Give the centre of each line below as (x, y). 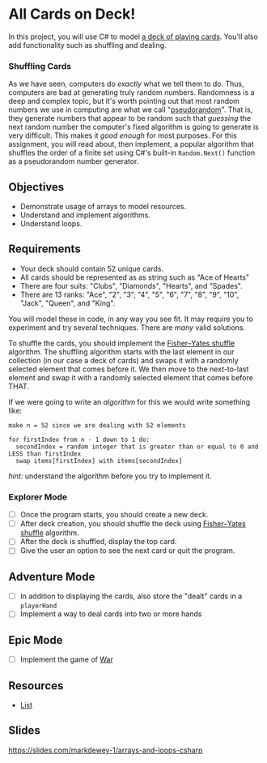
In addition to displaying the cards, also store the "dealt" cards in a (131, 596)
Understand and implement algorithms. (85, 215)
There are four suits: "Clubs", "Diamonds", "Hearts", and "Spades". (131, 285)
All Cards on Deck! (72, 14)
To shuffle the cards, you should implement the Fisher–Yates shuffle (122, 343)
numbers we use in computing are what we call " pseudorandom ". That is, (131, 109)
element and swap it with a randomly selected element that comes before (131, 377)
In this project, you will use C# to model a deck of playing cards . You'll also (133, 36)
